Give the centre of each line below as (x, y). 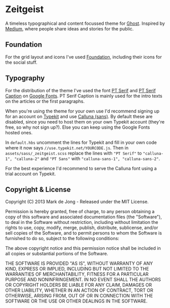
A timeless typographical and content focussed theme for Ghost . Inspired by (85, 23)
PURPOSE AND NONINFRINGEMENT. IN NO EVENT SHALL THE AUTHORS (83, 280)
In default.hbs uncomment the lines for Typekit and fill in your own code (81, 142)
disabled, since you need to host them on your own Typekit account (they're (85, 122)
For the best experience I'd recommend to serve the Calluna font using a (81, 168)
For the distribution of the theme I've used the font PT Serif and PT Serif (80, 90)
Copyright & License (38, 189)
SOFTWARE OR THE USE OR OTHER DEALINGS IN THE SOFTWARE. (76, 301)
